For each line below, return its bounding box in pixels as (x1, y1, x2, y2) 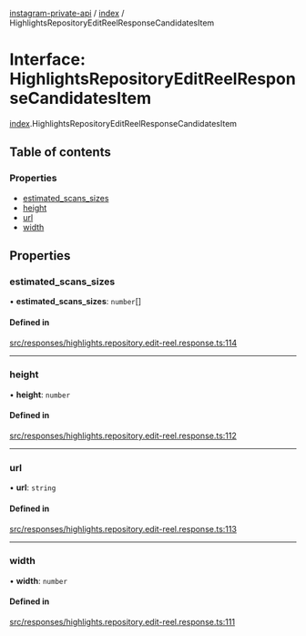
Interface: (9, 49, 87, 70)
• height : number (9, 389, 71, 400)
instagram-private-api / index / (9, 8, 125, 18)
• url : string (9, 482, 56, 493)
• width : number (9, 575, 68, 586)
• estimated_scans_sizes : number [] (9, 296, 142, 307)
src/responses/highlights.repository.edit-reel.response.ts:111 (9, 617, 235, 628)
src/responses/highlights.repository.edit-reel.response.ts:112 (9, 430, 237, 441)
